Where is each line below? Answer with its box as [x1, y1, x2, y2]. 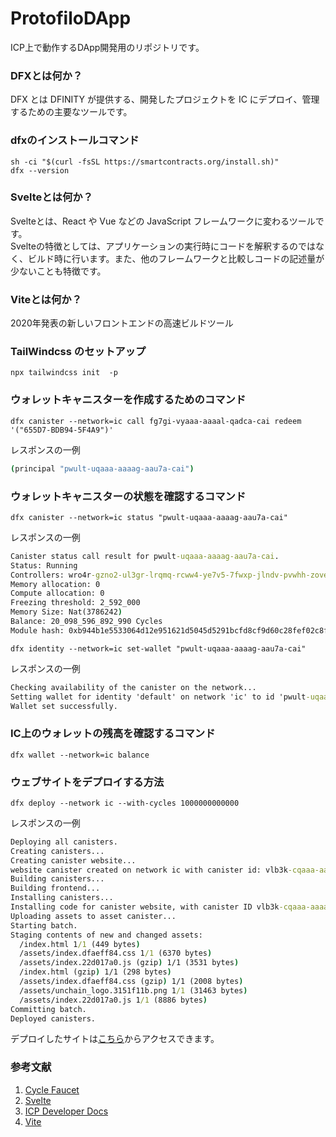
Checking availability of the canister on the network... [10, 682, 257, 692]
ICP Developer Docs [24, 1105, 109, 1117]
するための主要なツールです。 [10, 106, 133, 118]
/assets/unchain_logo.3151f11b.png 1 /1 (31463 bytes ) [19, 985, 248, 996]
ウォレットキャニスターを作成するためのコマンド [10, 393, 247, 407]
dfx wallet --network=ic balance [10, 750, 150, 760]
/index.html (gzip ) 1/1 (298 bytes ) [19, 967, 172, 977]
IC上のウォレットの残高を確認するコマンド [10, 727, 216, 741]
